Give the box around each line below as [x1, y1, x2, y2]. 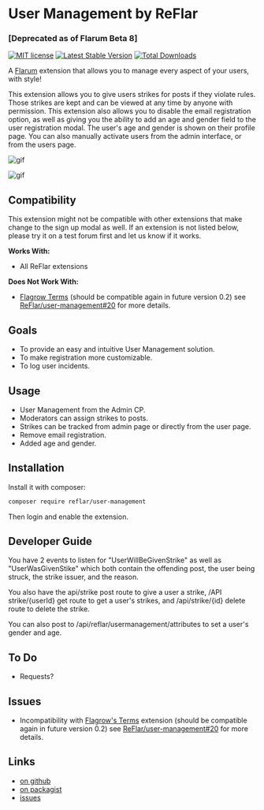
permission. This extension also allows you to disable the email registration [8, 106, 251, 116]
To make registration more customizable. [19, 353, 153, 363]
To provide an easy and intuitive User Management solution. [19, 345, 215, 354]
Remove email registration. [19, 430, 106, 439]
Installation [8, 461, 65, 475]
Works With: [8, 246, 50, 256]
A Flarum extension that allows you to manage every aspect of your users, [8, 66, 250, 76]
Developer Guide [8, 535, 93, 548]
